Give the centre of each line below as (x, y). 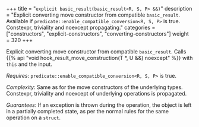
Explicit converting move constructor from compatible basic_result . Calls (96, 52)
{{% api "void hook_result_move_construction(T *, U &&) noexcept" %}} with (99, 58)
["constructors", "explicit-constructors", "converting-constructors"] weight (97, 34)
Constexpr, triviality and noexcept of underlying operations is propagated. (97, 93)
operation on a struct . (34, 118)
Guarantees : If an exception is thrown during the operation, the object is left (99, 105)
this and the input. (29, 64)
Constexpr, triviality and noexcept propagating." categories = (81, 27)
